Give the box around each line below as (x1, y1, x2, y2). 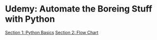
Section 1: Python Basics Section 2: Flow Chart (5, 29, 99, 35)
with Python (5, 13, 55, 25)
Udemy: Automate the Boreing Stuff (5, 3, 152, 14)
